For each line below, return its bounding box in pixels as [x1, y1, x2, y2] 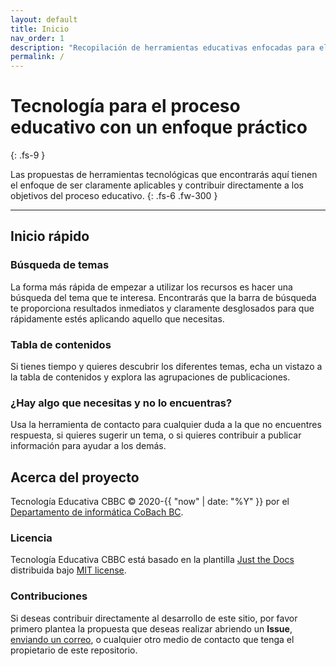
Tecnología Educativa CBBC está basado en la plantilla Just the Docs [10, 554, 295, 566]
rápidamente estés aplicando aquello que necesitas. [10, 312, 225, 325]
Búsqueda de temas [10, 258, 110, 272]
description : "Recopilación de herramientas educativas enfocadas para [10, 42, 315, 53]
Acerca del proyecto [10, 469, 140, 486]
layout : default [10, 14, 78, 25]
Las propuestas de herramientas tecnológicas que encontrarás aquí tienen [10, 169, 318, 181]
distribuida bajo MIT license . [10, 564, 127, 576]
